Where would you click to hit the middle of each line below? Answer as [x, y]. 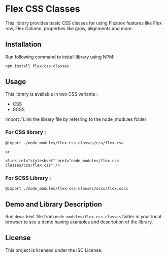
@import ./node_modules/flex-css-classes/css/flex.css [64, 143]
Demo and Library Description [54, 204]
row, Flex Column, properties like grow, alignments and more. [69, 28]
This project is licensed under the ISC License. [54, 250]
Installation [23, 45]
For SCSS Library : [28, 178]
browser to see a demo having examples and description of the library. [79, 222]
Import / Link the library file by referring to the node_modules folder [76, 119]
